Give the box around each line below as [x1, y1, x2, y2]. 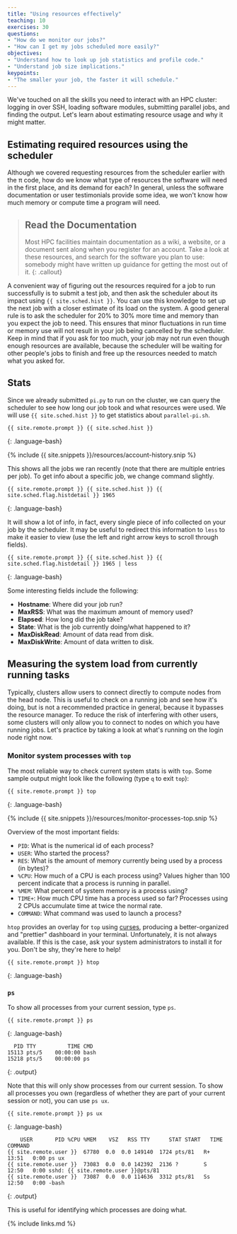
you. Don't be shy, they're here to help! [7, 945, 121, 953]
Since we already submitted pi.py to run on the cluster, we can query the [7, 395, 221, 404]
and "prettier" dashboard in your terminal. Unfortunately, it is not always [7, 930, 217, 938]
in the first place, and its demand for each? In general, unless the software [7, 183, 224, 192]
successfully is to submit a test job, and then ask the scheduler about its [7, 289, 218, 297]
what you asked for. [7, 356, 65, 365]
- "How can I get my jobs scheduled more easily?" [7, 43, 160, 50]
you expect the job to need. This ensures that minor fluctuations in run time [7, 319, 226, 327]
